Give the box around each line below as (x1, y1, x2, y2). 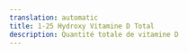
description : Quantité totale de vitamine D (9, 30, 179, 39)
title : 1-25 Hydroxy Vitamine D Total (9, 22, 155, 31)
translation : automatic (9, 13, 99, 22)
